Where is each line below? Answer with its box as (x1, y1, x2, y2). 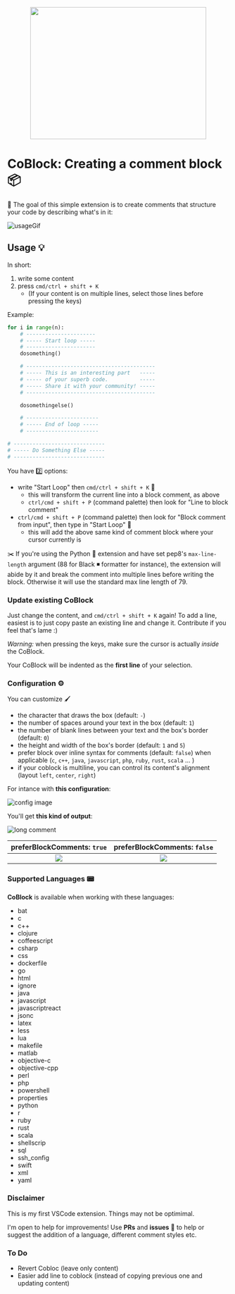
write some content (17, 274, 74, 282)
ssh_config (17, 1153, 50, 1162)
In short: (7, 261, 32, 269)
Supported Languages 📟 (7, 874, 95, 884)
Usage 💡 (7, 242, 45, 254)
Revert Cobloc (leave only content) (17, 1264, 119, 1273)
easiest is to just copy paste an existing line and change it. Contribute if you (7, 618, 227, 627)
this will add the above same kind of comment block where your (27, 528, 214, 536)
